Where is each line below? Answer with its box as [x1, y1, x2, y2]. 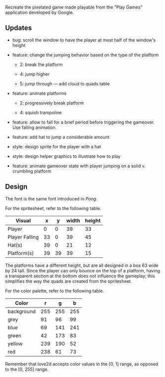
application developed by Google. [5, 9, 74, 15]
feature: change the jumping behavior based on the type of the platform [12, 52, 160, 58]
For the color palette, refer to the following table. [5, 288, 104, 294]
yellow [7, 340, 23, 347]
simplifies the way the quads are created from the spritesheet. [5, 278, 132, 284]
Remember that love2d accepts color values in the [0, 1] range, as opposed [5, 361, 159, 367]
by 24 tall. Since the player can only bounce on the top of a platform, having [5, 267, 160, 273]
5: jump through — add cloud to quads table [19, 80, 110, 86]
